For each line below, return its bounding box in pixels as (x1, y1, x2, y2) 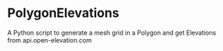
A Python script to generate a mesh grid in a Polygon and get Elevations (7, 28, 217, 37)
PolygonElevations (7, 5, 120, 21)
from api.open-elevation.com (7, 35, 92, 44)
